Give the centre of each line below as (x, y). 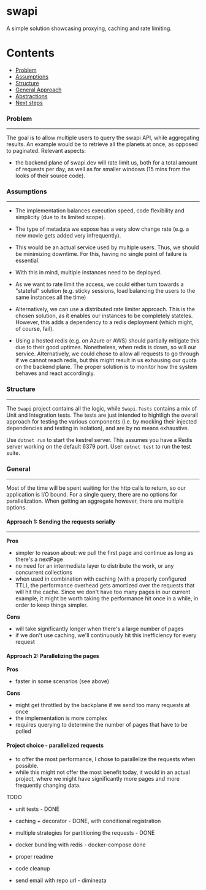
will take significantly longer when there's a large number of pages (99, 629)
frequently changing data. (48, 785)
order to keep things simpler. (51, 605)
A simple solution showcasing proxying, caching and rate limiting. (89, 28)
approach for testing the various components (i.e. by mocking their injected (102, 421)
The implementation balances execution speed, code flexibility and (100, 211)
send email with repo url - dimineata (61, 880)
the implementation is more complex (61, 718)
